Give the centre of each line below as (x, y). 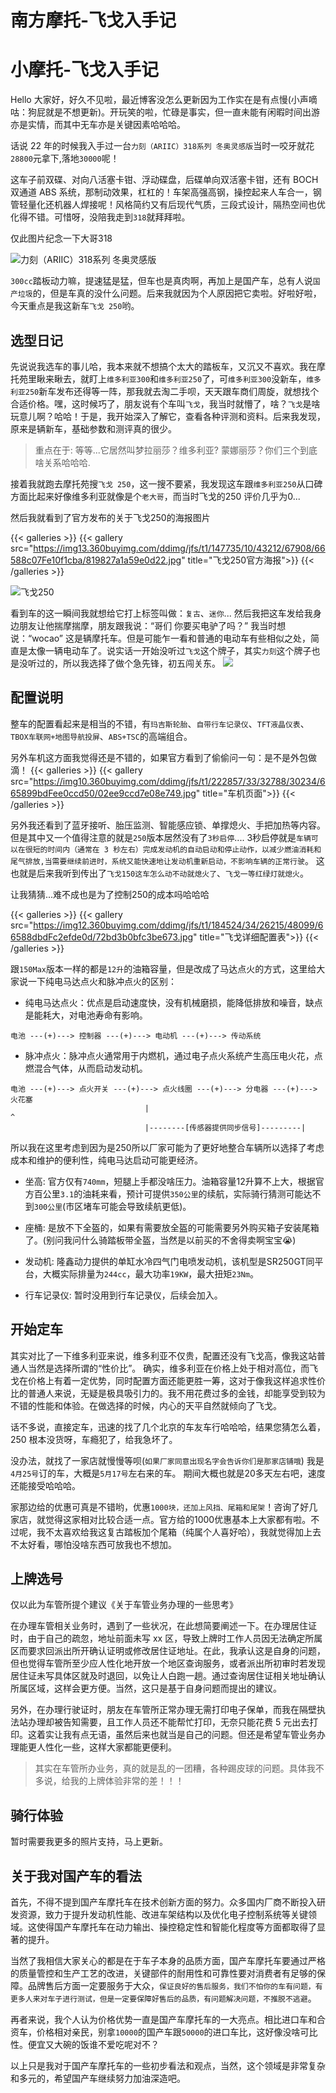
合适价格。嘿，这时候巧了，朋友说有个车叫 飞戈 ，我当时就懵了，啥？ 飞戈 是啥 (165, 403)
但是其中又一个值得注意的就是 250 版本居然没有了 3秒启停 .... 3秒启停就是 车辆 (161, 837)
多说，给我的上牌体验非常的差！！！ (109, 1781)
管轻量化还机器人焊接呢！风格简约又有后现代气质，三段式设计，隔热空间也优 (168, 205)
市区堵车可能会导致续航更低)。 (128, 1206)
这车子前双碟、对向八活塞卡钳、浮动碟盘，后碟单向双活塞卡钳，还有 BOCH (164, 180)
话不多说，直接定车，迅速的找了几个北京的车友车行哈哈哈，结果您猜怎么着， (168, 1427)
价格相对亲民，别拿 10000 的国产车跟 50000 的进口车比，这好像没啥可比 (177, 2032)
